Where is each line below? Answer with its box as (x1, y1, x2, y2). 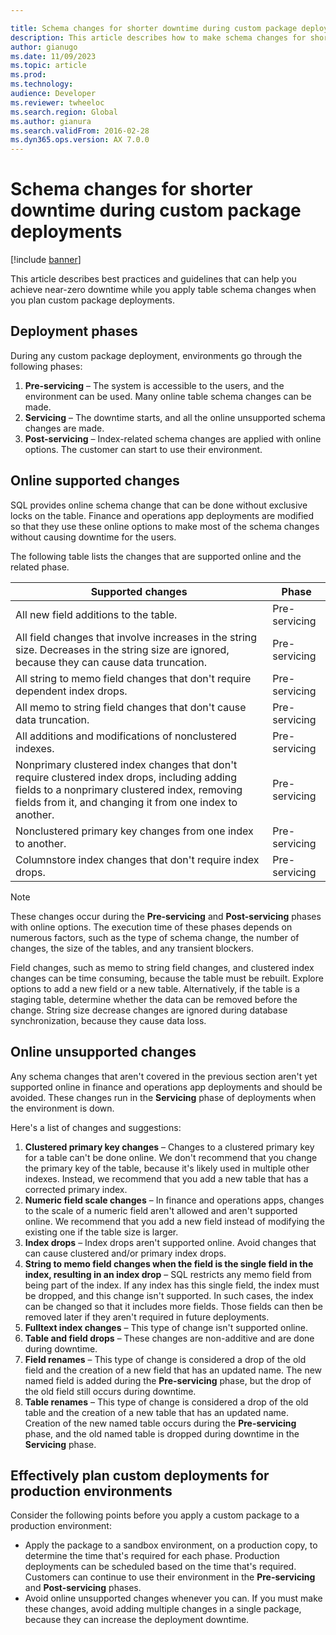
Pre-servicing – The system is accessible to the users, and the (24, 379, 285, 391)
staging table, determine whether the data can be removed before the (10, 993, 298, 1005)
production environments (10, 1482, 173, 1500)
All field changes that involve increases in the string (15, 630, 258, 644)
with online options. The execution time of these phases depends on (10, 921, 293, 933)
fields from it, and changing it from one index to (15, 795, 238, 809)
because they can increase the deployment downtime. (24, 1614, 250, 1626)
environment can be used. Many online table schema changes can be (24, 390, 312, 402)
